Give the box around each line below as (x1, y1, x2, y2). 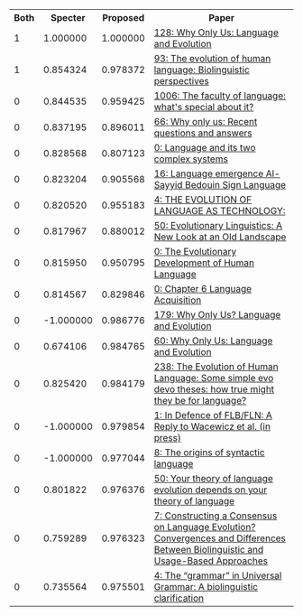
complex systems (153, 153, 228, 165)
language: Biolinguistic (153, 63, 250, 76)
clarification (153, 592, 205, 604)
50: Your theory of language (153, 472, 273, 484)
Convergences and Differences (153, 532, 287, 545)
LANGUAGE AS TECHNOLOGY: (153, 205, 286, 217)
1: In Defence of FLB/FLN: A (153, 409, 273, 421)
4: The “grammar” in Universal (153, 569, 282, 582)
